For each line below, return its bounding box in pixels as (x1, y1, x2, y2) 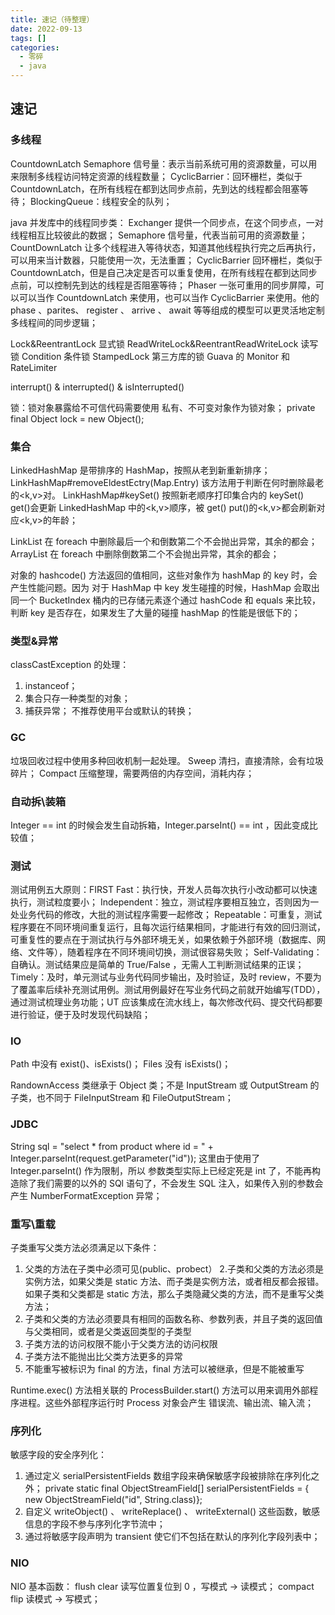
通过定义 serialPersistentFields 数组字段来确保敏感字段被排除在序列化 (24, 1470, 312, 1482)
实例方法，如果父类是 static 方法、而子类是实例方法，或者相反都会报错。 (24, 1276, 325, 1288)
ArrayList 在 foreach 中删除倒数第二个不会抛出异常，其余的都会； (10, 547, 280, 560)
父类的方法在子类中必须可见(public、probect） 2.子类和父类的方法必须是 (24, 1263, 324, 1275)
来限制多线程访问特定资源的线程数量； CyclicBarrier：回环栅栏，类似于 (10, 170, 303, 182)
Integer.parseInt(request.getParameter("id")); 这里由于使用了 (10, 1152, 261, 1164)
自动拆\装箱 (10, 794, 67, 808)
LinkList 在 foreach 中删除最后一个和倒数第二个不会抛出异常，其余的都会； (10, 535, 318, 547)
